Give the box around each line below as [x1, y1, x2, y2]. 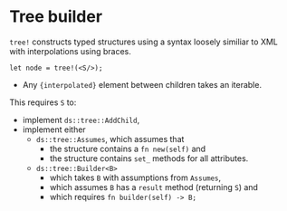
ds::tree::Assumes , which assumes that [35, 133, 185, 144]
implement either [22, 124, 86, 135]
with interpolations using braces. [9, 45, 131, 56]
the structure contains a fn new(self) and [49, 143, 206, 154]
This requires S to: [9, 97, 77, 108]
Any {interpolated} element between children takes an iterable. [22, 79, 263, 90]
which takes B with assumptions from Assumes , [49, 172, 222, 183]
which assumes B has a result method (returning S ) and [49, 181, 258, 192]
